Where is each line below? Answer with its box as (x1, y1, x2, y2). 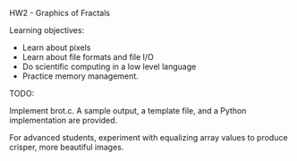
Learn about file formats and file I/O (21, 52, 155, 62)
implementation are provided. (9, 115, 118, 125)
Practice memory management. (21, 71, 139, 81)
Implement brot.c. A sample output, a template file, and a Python (9, 106, 247, 115)
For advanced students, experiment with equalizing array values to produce (9, 132, 288, 142)
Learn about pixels (21, 42, 91, 53)
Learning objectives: (9, 25, 85, 35)
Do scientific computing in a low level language (21, 62, 197, 72)
